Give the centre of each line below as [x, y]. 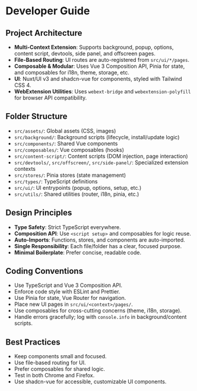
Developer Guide [48, 11]
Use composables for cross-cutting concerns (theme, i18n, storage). [98, 311]
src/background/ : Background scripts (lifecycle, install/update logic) [97, 137]
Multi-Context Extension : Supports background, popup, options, [94, 47]
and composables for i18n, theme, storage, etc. [72, 72]
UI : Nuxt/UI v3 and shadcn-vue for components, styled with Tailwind [98, 79]
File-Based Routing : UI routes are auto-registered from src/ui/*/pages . [102, 60]
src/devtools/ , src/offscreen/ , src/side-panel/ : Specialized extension [101, 162]
